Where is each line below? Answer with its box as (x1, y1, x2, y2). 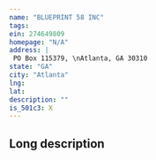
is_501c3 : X (9, 103, 53, 112)
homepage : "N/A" (9, 37, 69, 47)
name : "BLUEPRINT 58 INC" (9, 12, 104, 22)
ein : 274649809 (9, 29, 65, 38)
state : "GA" (9, 63, 53, 72)
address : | (9, 46, 49, 55)
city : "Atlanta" (9, 71, 69, 80)
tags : (9, 21, 29, 30)
